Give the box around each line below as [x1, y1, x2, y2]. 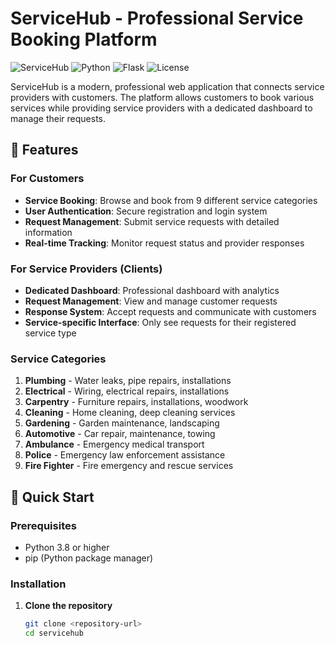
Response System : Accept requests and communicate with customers [24, 305, 317, 317]
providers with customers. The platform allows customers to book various [10, 91, 315, 103]
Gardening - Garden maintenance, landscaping [24, 417, 220, 429]
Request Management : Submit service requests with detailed [24, 215, 280, 227]
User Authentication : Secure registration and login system [24, 205, 268, 217]
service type [24, 327, 77, 339]
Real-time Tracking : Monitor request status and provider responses [24, 237, 305, 249]
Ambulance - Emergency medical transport [24, 438, 205, 451]
